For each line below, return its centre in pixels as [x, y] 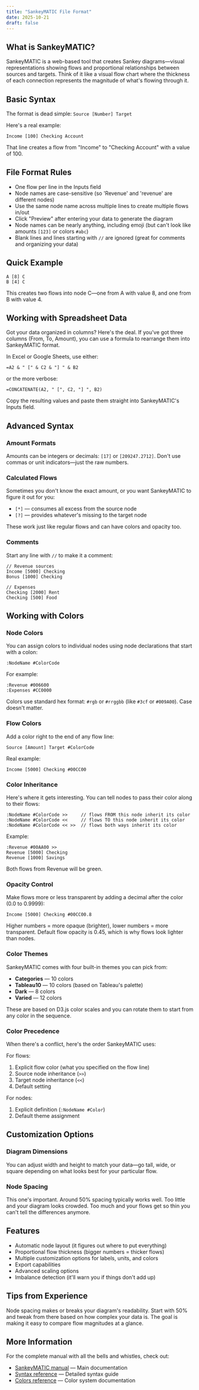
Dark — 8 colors [35, 991]
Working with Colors [45, 616]
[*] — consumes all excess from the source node [76, 509]
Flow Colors [24, 723]
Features [23, 1231]
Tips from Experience [47, 1296]
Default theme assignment [47, 1116]
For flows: [18, 1055]
